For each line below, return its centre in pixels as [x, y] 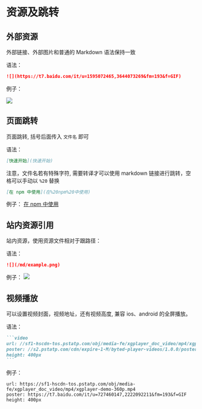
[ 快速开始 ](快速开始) [29, 160]
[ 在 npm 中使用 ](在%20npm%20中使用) [48, 192]
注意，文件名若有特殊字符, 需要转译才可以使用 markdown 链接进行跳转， [96, 173]
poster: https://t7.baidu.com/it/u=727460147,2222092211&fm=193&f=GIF [96, 395]
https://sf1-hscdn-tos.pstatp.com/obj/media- [78, 384]
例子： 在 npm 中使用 [32, 204]
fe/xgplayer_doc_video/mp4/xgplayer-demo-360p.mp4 [71, 390]
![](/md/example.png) [33, 265]
